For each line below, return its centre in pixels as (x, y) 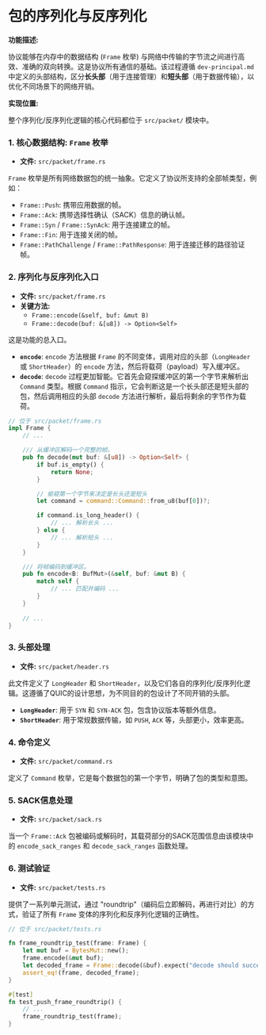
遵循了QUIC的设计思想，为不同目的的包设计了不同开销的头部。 (131, 693)
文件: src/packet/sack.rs (61, 819)
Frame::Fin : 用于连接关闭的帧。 (71, 235)
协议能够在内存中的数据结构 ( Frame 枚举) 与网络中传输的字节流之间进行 (123, 56)
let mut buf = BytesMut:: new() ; (76, 951)
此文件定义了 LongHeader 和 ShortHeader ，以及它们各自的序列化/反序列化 (126, 683)
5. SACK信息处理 (40, 800)
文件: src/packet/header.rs (64, 666)
